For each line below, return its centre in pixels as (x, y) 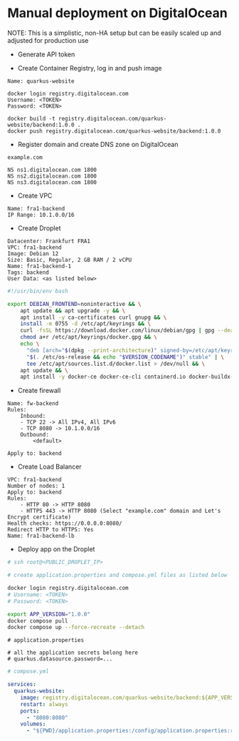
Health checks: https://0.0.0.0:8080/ (65, 523)
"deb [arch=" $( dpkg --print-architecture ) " (92, 350)
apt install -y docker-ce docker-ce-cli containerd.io (103, 377)
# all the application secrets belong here (73, 653)
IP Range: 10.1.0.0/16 (41, 215)
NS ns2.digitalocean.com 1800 (52, 176)
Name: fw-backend (33, 404)
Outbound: (35, 435)
